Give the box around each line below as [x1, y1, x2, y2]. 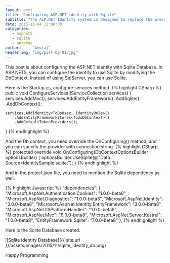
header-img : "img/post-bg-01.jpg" [5, 50, 78, 55]
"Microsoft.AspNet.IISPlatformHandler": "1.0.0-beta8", [5, 206, 118, 212]
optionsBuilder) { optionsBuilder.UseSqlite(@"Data [5, 154, 110, 160]
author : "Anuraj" [5, 45, 51, 50]
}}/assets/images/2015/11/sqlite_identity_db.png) [5, 242, 106, 248]
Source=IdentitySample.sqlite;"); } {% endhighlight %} [5, 159, 119, 166]
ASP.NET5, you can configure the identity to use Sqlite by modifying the [5, 69, 155, 75]
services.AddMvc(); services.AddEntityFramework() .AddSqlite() [5, 95, 140, 102]
